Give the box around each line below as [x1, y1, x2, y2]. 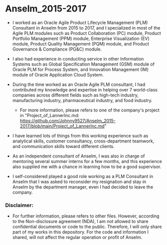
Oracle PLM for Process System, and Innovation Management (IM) [12, 66, 149, 72]
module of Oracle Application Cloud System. [12, 71, 104, 77]
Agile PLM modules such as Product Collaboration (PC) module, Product [12, 30, 161, 36]
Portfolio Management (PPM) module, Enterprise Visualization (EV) [12, 35, 150, 41]
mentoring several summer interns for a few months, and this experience [12, 158, 162, 164]
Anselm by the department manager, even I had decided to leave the [12, 183, 154, 190]
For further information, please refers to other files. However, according [12, 213, 160, 219]
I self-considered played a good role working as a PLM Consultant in [12, 173, 154, 179]
